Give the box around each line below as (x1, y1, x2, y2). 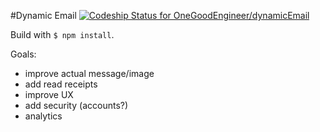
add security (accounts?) (24, 100, 129, 111)
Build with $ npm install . (10, 29, 115, 40)
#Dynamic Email (10, 10, 77, 21)
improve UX (24, 89, 74, 100)
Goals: (10, 48, 37, 60)
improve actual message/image (24, 68, 155, 79)
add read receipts (24, 78, 98, 90)
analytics (24, 110, 63, 122)
